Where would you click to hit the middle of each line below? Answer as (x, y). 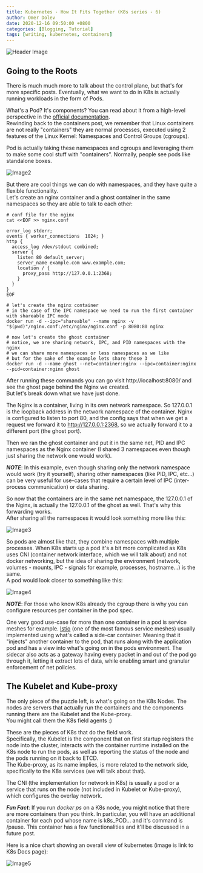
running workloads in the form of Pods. (55, 98)
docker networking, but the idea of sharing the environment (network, (93, 561)
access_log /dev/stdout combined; (55, 247)
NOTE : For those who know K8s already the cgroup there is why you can (97, 604)
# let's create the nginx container (52, 305)
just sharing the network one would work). (59, 455)
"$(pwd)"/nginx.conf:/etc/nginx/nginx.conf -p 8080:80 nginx (85, 326)
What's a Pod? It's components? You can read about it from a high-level (96, 110)
